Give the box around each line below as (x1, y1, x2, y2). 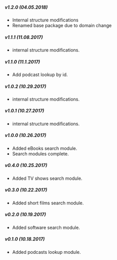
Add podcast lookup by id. (12, 72, 68, 78)
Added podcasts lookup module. (12, 249, 81, 255)
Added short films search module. (12, 200, 84, 206)
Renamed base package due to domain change (12, 22, 112, 28)
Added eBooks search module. (12, 145, 78, 151)
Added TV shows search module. (12, 175, 83, 181)
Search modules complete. (12, 151, 69, 157)
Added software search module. (12, 224, 80, 230)
